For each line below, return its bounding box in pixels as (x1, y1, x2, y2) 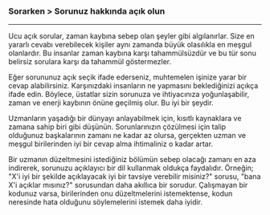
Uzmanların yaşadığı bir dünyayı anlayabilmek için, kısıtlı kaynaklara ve (8, 114, 242, 124)
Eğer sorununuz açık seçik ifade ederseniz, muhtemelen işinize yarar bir (8, 72, 247, 82)
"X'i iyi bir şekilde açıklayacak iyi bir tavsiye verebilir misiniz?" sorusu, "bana (8, 172, 261, 181)
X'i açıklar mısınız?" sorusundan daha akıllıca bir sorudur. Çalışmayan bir (8, 181, 248, 190)
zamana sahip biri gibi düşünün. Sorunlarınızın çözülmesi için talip (8, 122, 227, 132)
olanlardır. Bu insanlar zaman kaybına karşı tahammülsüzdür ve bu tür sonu (8, 48, 257, 58)
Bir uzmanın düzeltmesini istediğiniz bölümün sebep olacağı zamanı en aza (8, 155, 256, 164)
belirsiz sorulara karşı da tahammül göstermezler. (8, 57, 171, 67)
